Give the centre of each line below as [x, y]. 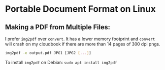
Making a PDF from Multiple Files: [58, 27]
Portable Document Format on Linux [81, 9]
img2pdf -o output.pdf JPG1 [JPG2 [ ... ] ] [48, 53]
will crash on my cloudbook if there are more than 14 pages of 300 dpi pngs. [83, 44]
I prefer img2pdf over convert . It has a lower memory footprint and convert [80, 39]
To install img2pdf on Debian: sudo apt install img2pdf [61, 62]
